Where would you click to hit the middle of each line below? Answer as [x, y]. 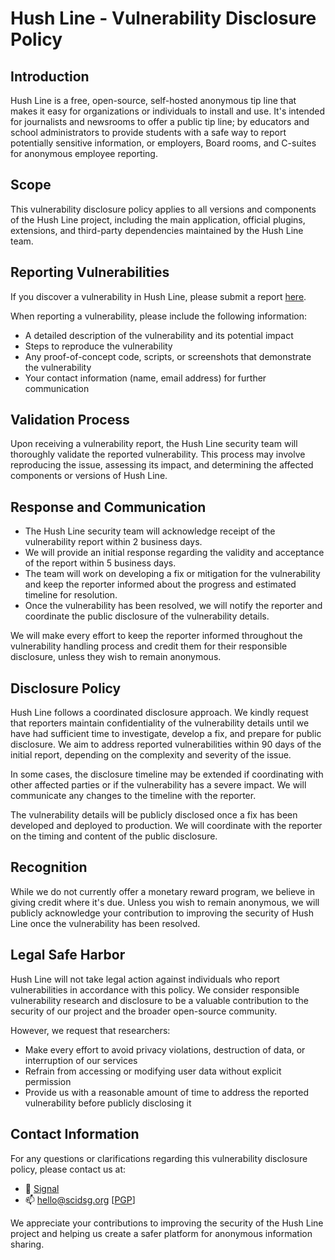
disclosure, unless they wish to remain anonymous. [116, 657]
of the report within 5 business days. [100, 563]
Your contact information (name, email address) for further [145, 378]
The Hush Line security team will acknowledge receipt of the [150, 531]
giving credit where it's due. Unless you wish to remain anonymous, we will [165, 902]
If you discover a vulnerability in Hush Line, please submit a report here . [158, 296]
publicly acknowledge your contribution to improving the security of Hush [162, 913]
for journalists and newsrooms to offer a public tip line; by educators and [160, 121]
